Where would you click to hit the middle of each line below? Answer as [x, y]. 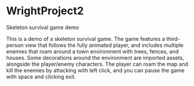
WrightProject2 [45, 11]
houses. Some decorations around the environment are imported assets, [95, 58]
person [15, 45]
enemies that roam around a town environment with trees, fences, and [93, 51]
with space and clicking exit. [41, 77]
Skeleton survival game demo [43, 27]
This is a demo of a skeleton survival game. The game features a [86, 39]
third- [173, 39]
